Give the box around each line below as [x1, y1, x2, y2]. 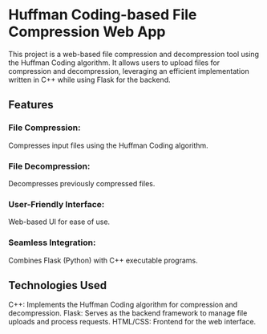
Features [8, 98, 54, 112]
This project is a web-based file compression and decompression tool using [8, 49, 259, 59]
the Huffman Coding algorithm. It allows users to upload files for [8, 58, 220, 67]
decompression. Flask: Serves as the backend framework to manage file [8, 308, 248, 318]
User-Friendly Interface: [8, 198, 105, 210]
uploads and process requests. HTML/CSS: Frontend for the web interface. [8, 317, 257, 327]
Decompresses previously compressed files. [8, 178, 156, 188]
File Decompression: [8, 161, 91, 172]
